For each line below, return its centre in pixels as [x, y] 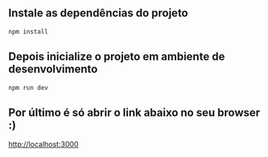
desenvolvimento [53, 69]
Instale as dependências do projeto [98, 13]
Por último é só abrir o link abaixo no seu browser [134, 113]
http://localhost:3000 [43, 144]
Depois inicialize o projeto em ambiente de [117, 56]
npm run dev [28, 87]
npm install [28, 31]
